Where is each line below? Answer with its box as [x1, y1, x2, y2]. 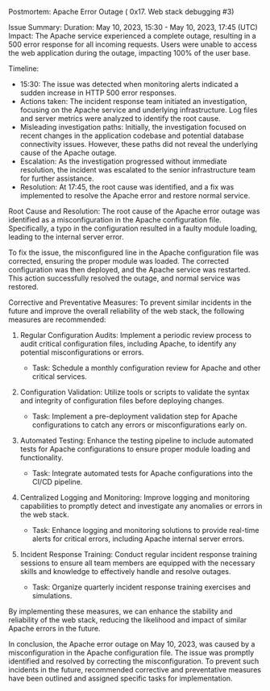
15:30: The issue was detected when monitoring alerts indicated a [19, 80, 239, 89]
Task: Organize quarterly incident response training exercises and [31, 582, 251, 592]
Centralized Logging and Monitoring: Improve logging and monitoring [19, 493, 250, 502]
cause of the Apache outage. [19, 148, 117, 157]
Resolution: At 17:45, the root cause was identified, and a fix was [19, 182, 235, 192]
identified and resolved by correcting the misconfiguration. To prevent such [8, 656, 260, 666]
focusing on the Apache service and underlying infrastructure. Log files [19, 105, 258, 114]
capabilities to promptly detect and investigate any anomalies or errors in [19, 502, 263, 510]
